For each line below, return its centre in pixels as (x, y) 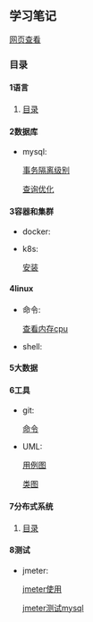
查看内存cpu (45, 328)
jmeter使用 (42, 589)
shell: (32, 346)
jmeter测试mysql (53, 608)
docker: (36, 231)
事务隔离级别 (46, 170)
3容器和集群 (32, 211)
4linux (21, 288)
